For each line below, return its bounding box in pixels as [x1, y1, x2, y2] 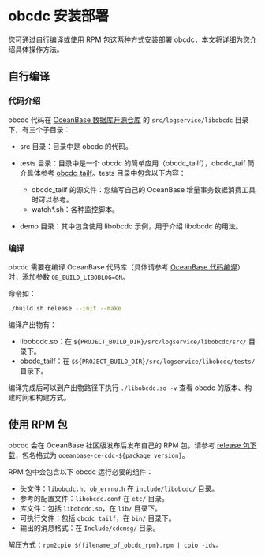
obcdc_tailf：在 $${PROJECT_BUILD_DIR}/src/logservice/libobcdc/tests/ [19, 356, 256, 366]
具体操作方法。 [14, 44, 64, 54]
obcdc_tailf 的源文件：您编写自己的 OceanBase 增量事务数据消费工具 [31, 184, 256, 194]
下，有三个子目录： [8, 124, 71, 134]
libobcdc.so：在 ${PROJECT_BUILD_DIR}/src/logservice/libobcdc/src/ [19, 336, 247, 346]
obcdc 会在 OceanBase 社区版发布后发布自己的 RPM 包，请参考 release [8, 440, 241, 450]
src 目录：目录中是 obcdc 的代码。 [19, 141, 132, 150]
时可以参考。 [31, 195, 73, 204]
